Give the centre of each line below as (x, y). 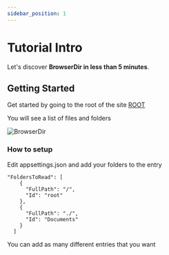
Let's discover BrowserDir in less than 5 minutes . (78, 67)
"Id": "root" (44, 195)
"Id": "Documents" (52, 219)
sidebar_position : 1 (37, 13)
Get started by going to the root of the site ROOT (76, 105)
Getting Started (41, 88)
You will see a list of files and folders (59, 119)
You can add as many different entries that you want (81, 244)
